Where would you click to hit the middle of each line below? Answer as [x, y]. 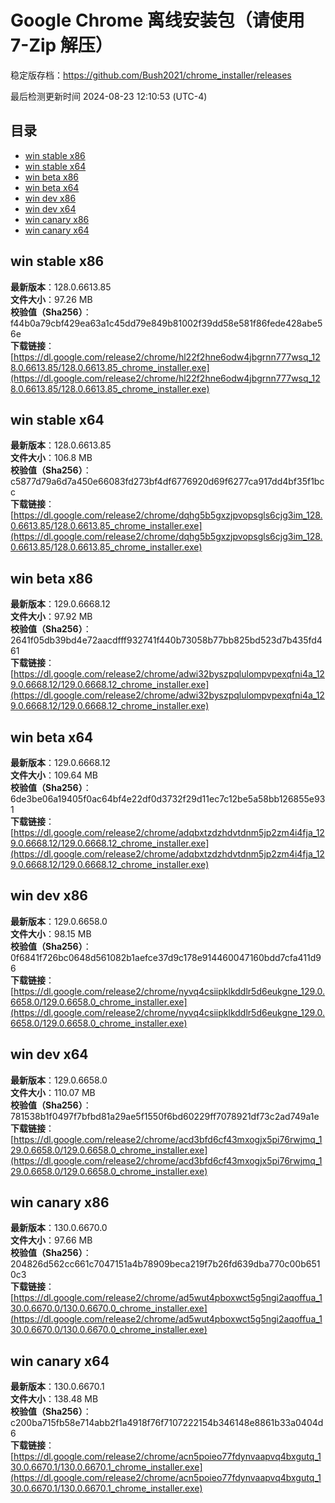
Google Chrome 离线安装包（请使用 [157, 20]
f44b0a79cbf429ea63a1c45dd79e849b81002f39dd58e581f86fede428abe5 [166, 323]
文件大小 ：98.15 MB [51, 933]
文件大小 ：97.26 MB [51, 299]
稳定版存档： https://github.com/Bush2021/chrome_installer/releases [151, 75]
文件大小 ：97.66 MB [51, 1240]
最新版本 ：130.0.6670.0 [59, 1228]
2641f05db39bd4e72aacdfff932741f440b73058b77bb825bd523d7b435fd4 [166, 640]
